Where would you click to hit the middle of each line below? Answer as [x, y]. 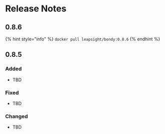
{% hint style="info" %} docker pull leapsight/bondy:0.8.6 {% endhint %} [83, 39]
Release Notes [36, 9]
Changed [17, 116]
